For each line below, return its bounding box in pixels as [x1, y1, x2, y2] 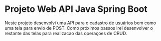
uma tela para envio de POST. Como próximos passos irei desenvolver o [4, 25, 153, 31]
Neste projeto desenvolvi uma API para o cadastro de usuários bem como [4, 20, 157, 26]
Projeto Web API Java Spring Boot [4, 3, 148, 15]
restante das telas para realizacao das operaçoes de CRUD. [4, 30, 128, 36]
